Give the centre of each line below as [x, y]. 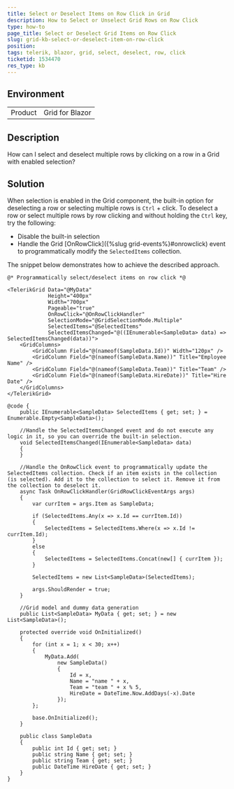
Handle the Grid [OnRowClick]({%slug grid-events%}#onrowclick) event [121, 244]
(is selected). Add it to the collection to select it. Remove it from [114, 479]
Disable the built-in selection [58, 237]
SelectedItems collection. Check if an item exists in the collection [112, 473]
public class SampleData [56, 737]
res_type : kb [26, 66]
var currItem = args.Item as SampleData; [94, 504]
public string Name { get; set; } [82, 755]
